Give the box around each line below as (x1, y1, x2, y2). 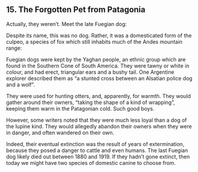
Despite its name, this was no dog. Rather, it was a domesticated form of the (6, 32, 192, 39)
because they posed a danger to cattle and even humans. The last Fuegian (6, 147, 188, 154)
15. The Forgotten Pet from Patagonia (6, 5, 146, 15)
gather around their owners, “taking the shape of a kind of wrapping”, (6, 99, 176, 106)
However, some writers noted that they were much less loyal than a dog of (6, 116, 187, 124)
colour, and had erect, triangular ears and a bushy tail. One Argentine (6, 68, 174, 76)
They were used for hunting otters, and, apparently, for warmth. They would (6, 92, 191, 99)
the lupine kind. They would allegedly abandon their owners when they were (6, 122, 192, 129)
